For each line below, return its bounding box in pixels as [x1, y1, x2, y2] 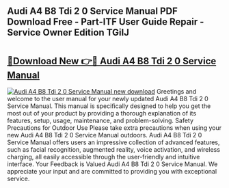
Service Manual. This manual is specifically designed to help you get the [7, 102, 211, 110]
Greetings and [156, 88, 197, 95]
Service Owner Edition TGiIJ [7, 27, 130, 38]
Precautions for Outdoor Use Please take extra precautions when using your [7, 124, 222, 132]
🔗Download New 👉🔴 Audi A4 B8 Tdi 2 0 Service [7, 55, 217, 67]
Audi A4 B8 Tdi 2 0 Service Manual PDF [7, 5, 178, 17]
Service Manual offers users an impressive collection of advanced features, [7, 138, 220, 146]
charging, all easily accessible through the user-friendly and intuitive [7, 153, 200, 161]
